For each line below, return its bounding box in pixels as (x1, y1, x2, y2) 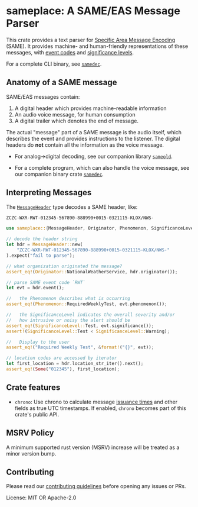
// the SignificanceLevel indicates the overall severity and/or (6, 312, 176, 318)
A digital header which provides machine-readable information (14, 105, 167, 112)
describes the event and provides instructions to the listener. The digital (6, 135, 180, 142)
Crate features (6, 383, 61, 393)
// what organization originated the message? (6, 263, 123, 269)
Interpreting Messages (6, 188, 92, 198)
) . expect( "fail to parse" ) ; (6, 253, 75, 259)
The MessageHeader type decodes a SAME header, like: (6, 203, 138, 211)
